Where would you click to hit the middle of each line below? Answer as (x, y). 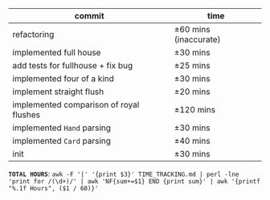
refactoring (33, 34)
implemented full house (57, 53)
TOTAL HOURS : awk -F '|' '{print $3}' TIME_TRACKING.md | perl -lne (124, 173)
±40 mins (192, 141)
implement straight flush (58, 92)
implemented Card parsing (61, 141)
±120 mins (194, 110)
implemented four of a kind (63, 78)
